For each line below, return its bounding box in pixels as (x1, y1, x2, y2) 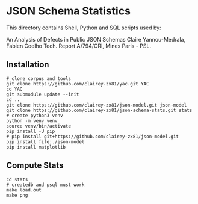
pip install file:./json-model (6, 138, 85, 145)
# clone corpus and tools (6, 75, 71, 82)
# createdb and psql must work (6, 182, 85, 188)
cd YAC (6, 86, 23, 92)
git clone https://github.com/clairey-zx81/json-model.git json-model (6, 102, 187, 108)
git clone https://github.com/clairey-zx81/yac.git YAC (6, 81, 149, 87)
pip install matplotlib (6, 144, 66, 150)
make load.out (6, 187, 42, 193)
